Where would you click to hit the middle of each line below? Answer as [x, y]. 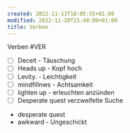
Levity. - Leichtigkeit [47, 76]
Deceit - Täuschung [46, 61]
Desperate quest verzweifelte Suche [70, 100]
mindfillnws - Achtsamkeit [55, 84]
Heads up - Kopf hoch [50, 68]
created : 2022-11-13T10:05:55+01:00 [61, 14]
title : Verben [28, 27]
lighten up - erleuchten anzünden [66, 92]
